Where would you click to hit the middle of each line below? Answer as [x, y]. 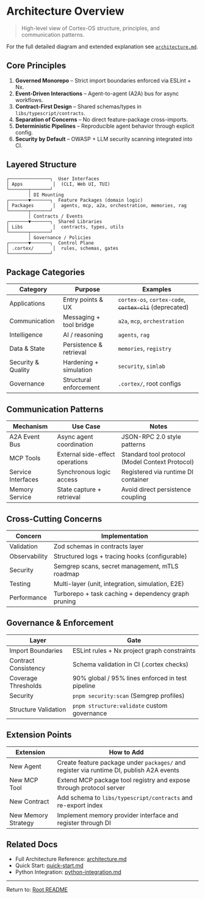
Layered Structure [41, 165]
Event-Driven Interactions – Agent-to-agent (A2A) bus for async [97, 94]
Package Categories [46, 272]
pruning [65, 601]
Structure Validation [38, 709]
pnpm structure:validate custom [120, 705]
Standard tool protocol [153, 455]
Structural [77, 380]
